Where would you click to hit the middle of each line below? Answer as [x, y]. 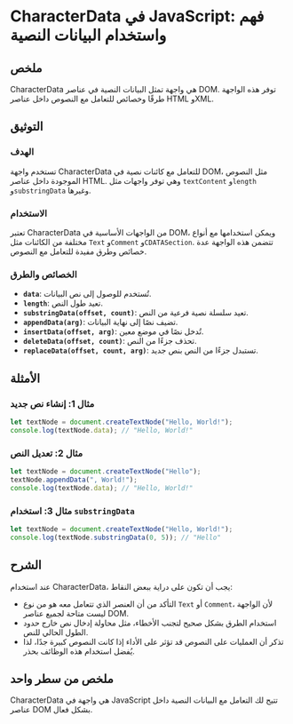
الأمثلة [25, 378]
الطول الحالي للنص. [55, 632]
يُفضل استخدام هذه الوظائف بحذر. [79, 651]
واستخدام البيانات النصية [88, 35]
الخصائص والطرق [44, 274]
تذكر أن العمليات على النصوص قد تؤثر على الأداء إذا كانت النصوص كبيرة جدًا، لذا [153, 641]
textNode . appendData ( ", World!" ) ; [74, 480]
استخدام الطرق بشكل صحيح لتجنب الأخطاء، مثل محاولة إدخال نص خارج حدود [150, 623]
